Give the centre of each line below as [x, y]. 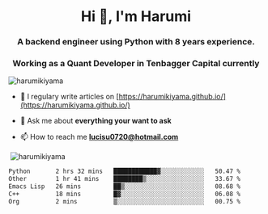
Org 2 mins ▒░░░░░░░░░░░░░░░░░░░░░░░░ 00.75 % [125, 201]
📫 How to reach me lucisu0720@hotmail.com [99, 137]
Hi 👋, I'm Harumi [136, 17]
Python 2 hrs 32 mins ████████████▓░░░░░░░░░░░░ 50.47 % [125, 172]
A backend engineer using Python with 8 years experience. [136, 42]
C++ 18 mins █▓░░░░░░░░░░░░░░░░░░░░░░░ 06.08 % [125, 194]
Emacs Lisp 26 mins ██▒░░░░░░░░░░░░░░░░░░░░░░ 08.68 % [125, 186]
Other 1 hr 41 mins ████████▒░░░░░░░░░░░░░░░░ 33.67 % [125, 178]
